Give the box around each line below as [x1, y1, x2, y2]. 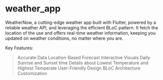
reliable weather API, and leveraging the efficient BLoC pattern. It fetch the [5, 24, 159, 30]
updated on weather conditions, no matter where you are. [5, 35, 124, 41]
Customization [17, 70, 47, 76]
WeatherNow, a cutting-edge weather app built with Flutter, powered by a [5, 19, 156, 25]
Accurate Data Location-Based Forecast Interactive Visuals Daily [17, 54, 151, 60]
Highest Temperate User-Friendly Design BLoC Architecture [17, 65, 141, 71]
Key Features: [5, 45, 33, 51]
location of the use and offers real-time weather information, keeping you [5, 30, 156, 36]
